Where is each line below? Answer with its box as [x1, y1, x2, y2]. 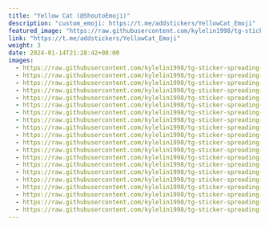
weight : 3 [8, 42, 42, 50]
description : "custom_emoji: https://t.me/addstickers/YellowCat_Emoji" [8, 19, 256, 27]
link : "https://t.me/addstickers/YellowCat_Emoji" [8, 34, 181, 42]
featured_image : [8, 26, 62, 34]
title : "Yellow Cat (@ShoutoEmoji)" [8, 11, 130, 20]
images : [8, 57, 34, 65]
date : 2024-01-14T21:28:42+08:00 [8, 49, 120, 57]
